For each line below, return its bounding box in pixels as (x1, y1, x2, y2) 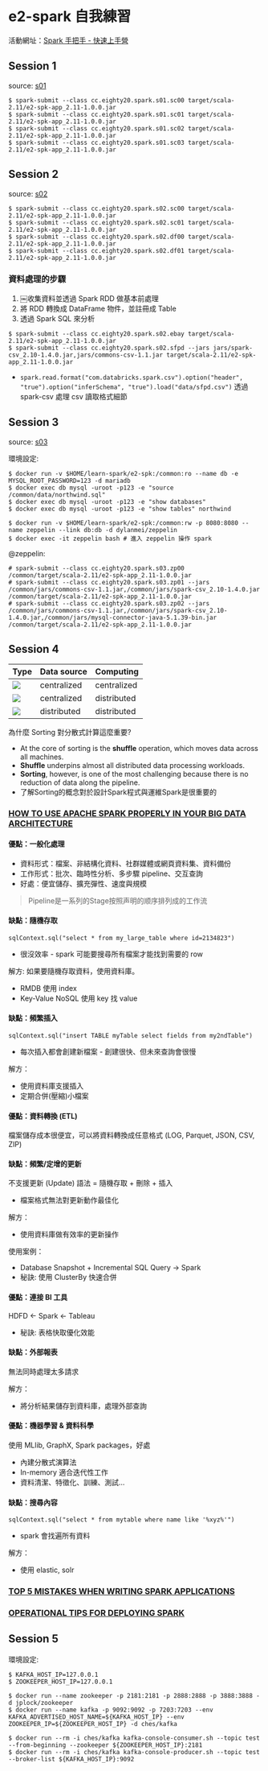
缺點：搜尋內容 (8, 1497, 58, 1507)
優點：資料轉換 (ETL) (8, 1111, 78, 1121)
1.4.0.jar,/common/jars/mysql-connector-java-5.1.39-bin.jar (8, 613, 217, 621)
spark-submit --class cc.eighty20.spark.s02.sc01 (15, 218, 185, 226)
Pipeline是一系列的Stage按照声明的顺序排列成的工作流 (27, 895, 208, 906)
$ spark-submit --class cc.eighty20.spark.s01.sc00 (8, 96, 185, 105)
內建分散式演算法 (19, 1458, 77, 1468)
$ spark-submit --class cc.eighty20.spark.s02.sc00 (8, 204, 185, 213)
